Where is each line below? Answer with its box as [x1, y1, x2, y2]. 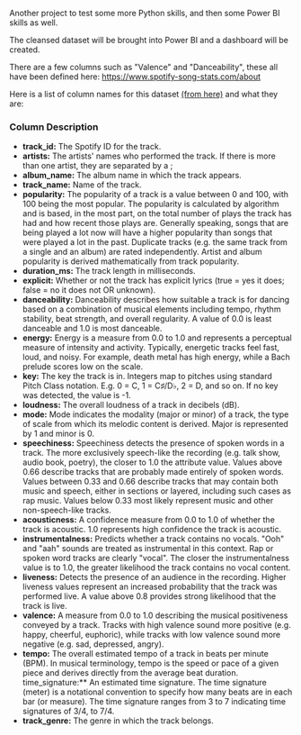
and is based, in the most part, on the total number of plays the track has [22, 208, 292, 219]
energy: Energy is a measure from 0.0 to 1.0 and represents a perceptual [22, 332, 292, 343]
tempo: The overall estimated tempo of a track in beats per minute [22, 649, 270, 659]
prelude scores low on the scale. [22, 361, 144, 372]
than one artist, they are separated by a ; [22, 160, 173, 171]
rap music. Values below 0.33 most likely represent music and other [22, 495, 274, 506]
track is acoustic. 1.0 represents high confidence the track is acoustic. [22, 524, 282, 535]
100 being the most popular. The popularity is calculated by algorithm [22, 198, 279, 210]
